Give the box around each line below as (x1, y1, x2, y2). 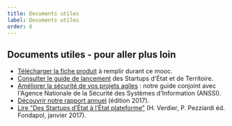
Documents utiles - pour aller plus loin (7, 48, 176, 60)
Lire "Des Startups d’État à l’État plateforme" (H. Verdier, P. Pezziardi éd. (17, 104, 225, 112)
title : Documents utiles (7, 10, 79, 17)
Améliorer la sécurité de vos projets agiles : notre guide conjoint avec (17, 82, 217, 90)
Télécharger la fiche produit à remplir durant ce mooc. (17, 67, 173, 75)
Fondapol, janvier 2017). (17, 111, 87, 120)
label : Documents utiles (7, 17, 79, 24)
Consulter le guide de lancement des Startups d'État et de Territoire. (17, 74, 214, 83)
